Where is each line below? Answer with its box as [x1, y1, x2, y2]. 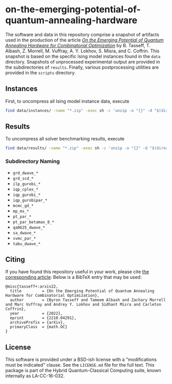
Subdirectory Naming [5, 158, 60, 165]
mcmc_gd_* [12, 203, 34, 208]
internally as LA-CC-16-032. [5, 373, 65, 379]
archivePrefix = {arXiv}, [10, 320, 66, 325]
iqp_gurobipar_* [12, 197, 48, 203]
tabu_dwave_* [12, 241, 41, 247]
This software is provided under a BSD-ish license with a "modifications [5, 356, 157, 362]
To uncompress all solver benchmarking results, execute [5, 136, 125, 142]
